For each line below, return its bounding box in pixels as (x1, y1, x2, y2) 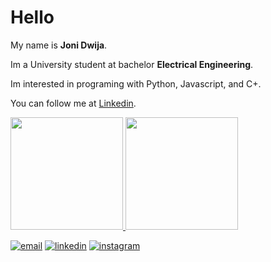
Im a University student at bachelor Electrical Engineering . (10, 58, 254, 70)
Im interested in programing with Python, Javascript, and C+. (10, 77, 262, 90)
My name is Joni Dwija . (10, 39, 108, 51)
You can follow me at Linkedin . (10, 97, 137, 109)
